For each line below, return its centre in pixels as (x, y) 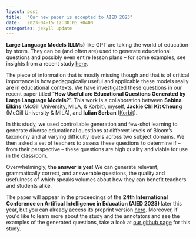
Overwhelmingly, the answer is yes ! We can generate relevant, (82, 167)
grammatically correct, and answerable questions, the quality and (86, 173)
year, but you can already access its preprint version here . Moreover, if (92, 210)
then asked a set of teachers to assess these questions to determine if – (93, 143)
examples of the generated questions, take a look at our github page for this (98, 223)
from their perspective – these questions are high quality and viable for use (97, 149)
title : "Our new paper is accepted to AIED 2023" (69, 17)
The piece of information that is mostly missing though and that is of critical (98, 75)
